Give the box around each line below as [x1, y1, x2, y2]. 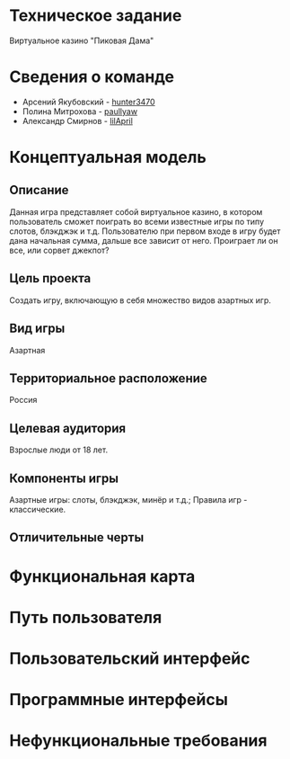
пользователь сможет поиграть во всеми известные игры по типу [9, 216, 265, 227]
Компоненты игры [9, 470, 119, 486]
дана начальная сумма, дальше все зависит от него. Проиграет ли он [9, 235, 278, 246]
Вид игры [9, 321, 66, 336]
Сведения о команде [9, 67, 175, 87]
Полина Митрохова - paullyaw [22, 105, 137, 117]
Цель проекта [9, 271, 92, 286]
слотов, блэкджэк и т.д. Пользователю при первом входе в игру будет [9, 226, 281, 237]
